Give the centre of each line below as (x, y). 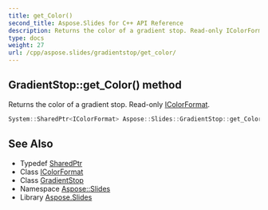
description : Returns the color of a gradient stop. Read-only (116, 30)
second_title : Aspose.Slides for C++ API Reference (96, 23)
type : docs (26, 38)
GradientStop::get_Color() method (95, 85)
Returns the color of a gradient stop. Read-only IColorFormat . (109, 104)
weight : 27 (26, 46)
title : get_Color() (41, 16)
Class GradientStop (51, 180)
